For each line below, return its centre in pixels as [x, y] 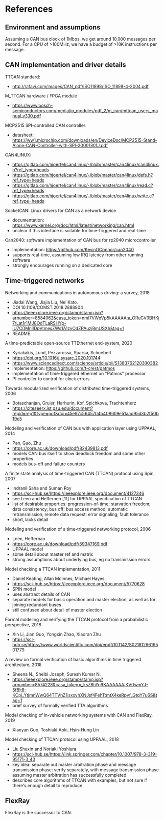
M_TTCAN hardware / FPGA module [41, 96]
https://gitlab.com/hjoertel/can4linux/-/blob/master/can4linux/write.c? [83, 196]
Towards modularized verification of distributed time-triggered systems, [78, 388]
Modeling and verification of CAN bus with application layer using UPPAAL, [81, 428]
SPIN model [24, 589]
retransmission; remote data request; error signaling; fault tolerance [81, 514]
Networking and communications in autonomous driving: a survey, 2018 [78, 292]
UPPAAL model [27, 549]
